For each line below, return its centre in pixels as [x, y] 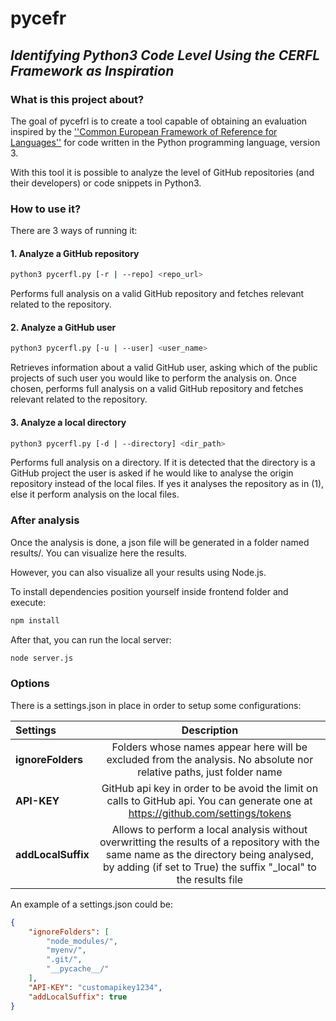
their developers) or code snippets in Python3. [106, 183]
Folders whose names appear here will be [209, 747]
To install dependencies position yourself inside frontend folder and [149, 591]
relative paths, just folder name [210, 772]
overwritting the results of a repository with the [209, 842]
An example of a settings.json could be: [91, 904]
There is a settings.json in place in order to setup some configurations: [156, 705]
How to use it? [46, 209]
